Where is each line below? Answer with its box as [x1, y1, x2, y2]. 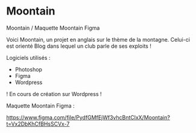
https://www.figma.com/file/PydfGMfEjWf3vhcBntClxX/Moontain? [6, 114, 171, 121]
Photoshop [14, 65, 42, 73]
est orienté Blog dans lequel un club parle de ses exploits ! [6, 42, 152, 50]
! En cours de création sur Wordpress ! [6, 90, 102, 97]
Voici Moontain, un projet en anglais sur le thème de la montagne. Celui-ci [6, 36, 190, 43]
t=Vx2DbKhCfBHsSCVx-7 [6, 120, 70, 128]
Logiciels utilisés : [6, 54, 51, 61]
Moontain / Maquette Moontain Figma [6, 24, 100, 31]
